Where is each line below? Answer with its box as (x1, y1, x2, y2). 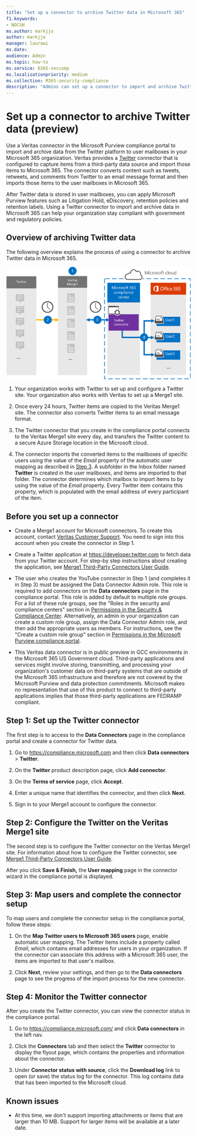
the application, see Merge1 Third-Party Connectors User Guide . (14, 563, 171, 570)
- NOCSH (6, 22, 25, 28)
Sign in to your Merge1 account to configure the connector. (14, 800, 157, 808)
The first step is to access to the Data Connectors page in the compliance (6, 731, 186, 738)
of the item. (14, 495, 43, 502)
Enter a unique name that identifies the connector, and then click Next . (14, 789, 186, 796)
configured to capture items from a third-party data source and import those (6, 161, 191, 168)
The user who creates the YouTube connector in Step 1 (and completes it (14, 575, 191, 582)
